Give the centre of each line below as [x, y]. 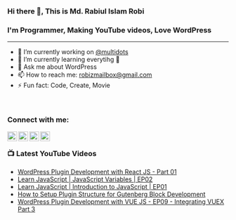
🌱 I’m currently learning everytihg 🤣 [68, 60]
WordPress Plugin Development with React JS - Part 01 [97, 172]
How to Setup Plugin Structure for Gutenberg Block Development [111, 194]
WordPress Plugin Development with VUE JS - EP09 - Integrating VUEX [121, 201]
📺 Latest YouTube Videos [52, 154]
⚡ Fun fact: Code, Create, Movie [64, 85]
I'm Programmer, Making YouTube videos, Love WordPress [110, 30]
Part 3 [26, 209]
